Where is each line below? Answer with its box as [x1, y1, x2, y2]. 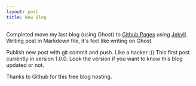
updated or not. [6, 61, 45, 69]
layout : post [6, 8, 39, 15]
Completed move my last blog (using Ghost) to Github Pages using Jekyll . [6, 30, 188, 38]
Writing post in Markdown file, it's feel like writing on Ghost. [6, 37, 154, 44]
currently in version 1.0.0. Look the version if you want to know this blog [6, 55, 183, 62]
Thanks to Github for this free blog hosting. [6, 73, 112, 80]
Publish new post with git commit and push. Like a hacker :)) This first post [6, 48, 190, 56]
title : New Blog [6, 14, 47, 20]
